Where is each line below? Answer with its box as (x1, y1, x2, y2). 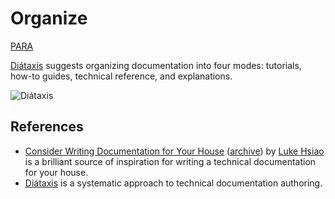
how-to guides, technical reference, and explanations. (10, 70, 233, 82)
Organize (10, 7, 88, 30)
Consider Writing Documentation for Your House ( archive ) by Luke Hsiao (24, 145, 325, 157)
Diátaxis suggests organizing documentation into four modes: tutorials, (10, 59, 302, 71)
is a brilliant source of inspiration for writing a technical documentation (24, 155, 317, 167)
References (10, 118, 84, 136)
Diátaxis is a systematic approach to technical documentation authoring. (24, 177, 323, 189)
